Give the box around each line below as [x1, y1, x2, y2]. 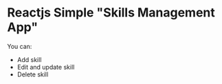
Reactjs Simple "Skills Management [7, 5, 215, 21]
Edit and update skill [16, 63, 75, 71]
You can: [7, 42, 32, 50]
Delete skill [16, 70, 49, 78]
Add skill [16, 55, 42, 63]
